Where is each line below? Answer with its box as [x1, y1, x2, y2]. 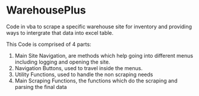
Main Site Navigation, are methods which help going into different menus [14, 52, 194, 59]
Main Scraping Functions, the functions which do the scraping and [14, 77, 178, 84]
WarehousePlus [6, 4, 86, 17]
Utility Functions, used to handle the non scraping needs [14, 71, 153, 78]
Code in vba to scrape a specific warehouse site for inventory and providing [6, 23, 192, 30]
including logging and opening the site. [14, 58, 110, 65]
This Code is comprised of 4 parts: [6, 41, 91, 48]
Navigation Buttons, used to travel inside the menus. [14, 64, 143, 71]
